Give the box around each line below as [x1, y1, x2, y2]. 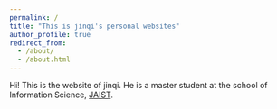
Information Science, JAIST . [9, 89, 113, 100]
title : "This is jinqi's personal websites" [9, 22, 180, 31]
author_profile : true [9, 30, 91, 39]
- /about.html [17, 55, 71, 64]
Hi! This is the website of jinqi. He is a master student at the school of [9, 80, 269, 90]
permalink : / [9, 13, 59, 23]
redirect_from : [9, 38, 67, 48]
